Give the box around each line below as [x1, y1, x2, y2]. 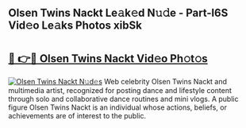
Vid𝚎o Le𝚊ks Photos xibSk [8, 19, 143, 33]
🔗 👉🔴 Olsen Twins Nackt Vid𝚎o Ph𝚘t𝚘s [8, 52, 208, 65]
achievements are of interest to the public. [8, 111, 147, 120]
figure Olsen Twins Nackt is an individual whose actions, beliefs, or [8, 103, 228, 112]
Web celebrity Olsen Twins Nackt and [104, 77, 228, 86]
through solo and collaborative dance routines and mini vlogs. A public [8, 95, 239, 103]
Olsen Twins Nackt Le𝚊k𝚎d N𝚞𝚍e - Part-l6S [8, 6, 229, 20]
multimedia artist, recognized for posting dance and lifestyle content [8, 86, 233, 95]
